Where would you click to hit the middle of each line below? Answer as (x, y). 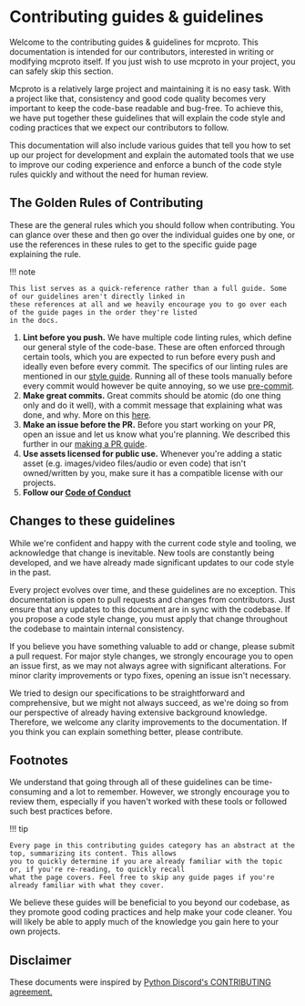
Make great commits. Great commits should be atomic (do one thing (152, 395)
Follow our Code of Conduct (77, 492)
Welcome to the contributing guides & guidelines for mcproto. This (134, 42)
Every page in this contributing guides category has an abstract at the (152, 845)
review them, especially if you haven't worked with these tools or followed (148, 802)
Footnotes (39, 760)
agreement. (31, 992)
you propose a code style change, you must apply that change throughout (149, 618)
